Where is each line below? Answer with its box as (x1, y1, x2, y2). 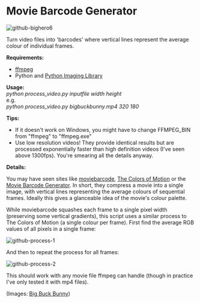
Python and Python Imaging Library (14, 72, 103, 79)
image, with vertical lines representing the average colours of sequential (6, 188, 185, 195)
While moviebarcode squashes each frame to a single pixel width (6, 206, 168, 213)
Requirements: (6, 54, 44, 61)
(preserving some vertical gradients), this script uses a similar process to (6, 212, 187, 219)
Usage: (6, 83, 25, 91)
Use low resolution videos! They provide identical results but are (14, 139, 174, 146)
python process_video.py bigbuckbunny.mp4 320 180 (6, 102, 139, 110)
